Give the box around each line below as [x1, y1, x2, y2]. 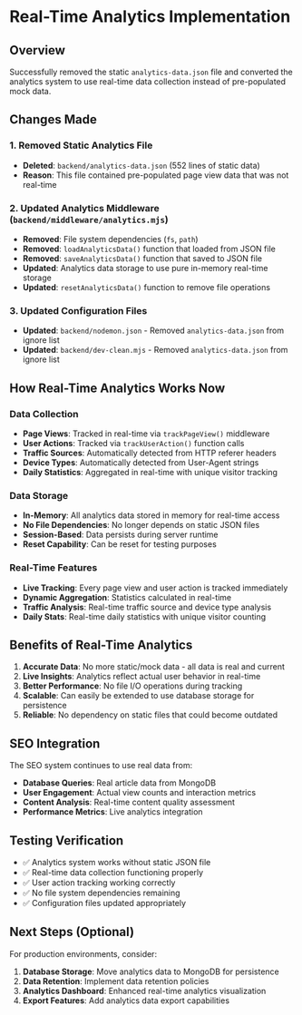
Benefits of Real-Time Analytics [9, 637, 193, 652]
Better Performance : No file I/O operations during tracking [22, 680, 243, 691]
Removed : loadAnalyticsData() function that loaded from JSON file [22, 243, 277, 254]
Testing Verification [9, 833, 124, 848]
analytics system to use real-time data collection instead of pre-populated [9, 76, 287, 87]
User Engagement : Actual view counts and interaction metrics [22, 787, 257, 798]
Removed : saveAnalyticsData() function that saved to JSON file [22, 252, 263, 264]
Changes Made [9, 112, 97, 128]
